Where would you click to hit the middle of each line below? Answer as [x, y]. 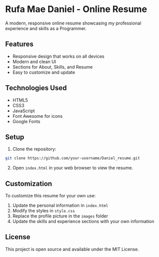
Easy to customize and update [44, 72]
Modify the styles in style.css [44, 211]
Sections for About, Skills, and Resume [52, 67]
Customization [29, 184]
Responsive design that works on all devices [58, 56]
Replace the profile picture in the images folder [60, 216]
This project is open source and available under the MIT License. [72, 249]
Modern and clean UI [34, 62]
